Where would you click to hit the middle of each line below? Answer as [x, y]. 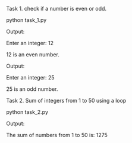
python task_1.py [26, 20]
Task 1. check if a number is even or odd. [56, 9]
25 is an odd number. [32, 89]
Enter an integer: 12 [30, 43]
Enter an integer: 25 [30, 77]
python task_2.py [27, 112]
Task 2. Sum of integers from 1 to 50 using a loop [66, 101]
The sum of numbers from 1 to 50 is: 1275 [57, 135]
